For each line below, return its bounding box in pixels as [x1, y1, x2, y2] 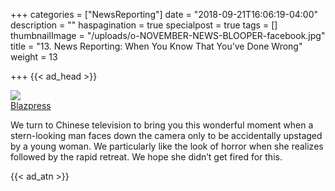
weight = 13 [10, 51, 58, 63]
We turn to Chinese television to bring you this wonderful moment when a [10, 119, 314, 131]
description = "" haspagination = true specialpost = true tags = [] [10, 19, 278, 31]
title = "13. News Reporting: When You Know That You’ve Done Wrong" [10, 40, 303, 52]
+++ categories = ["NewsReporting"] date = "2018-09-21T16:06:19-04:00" [10, 9, 319, 20]
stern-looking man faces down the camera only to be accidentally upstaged [10, 130, 323, 141]
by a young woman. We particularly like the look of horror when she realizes [10, 140, 324, 152]
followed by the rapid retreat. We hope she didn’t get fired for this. [10, 151, 283, 163]
